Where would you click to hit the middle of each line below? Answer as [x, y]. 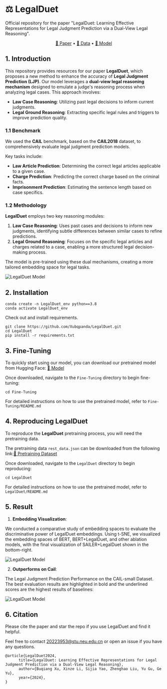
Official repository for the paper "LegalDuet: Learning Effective [70, 23]
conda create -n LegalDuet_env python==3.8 [51, 304]
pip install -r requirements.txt [40, 336]
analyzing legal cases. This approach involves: [53, 92]
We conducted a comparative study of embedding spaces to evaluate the [81, 529]
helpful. [13, 632]
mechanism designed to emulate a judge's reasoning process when [75, 87]
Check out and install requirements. [42, 318]
